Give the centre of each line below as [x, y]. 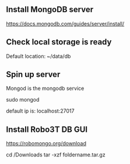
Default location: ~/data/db [38, 56]
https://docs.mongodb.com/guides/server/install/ [65, 23]
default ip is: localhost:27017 [40, 111]
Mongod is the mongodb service [45, 88]
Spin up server [33, 74]
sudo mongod [23, 100]
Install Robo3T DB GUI [47, 129]
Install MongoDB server [50, 10]
